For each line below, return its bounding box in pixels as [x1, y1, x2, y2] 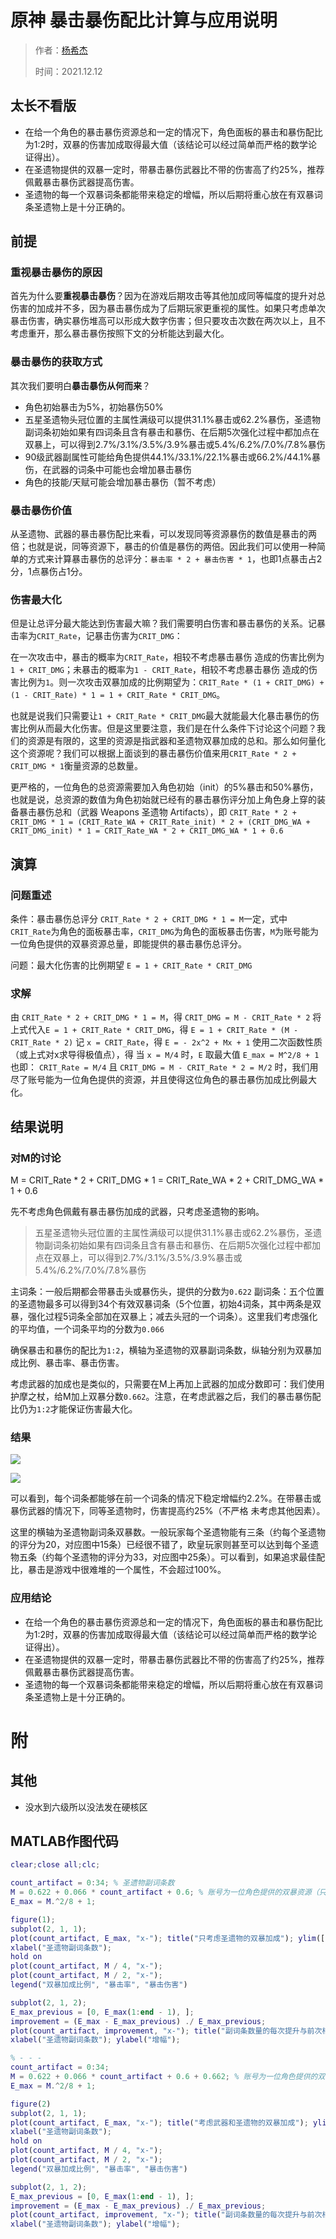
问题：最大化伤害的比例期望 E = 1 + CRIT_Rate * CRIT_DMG [10, 959, 253, 971]
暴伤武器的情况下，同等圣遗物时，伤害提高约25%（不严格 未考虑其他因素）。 [10, 1505, 326, 1517]
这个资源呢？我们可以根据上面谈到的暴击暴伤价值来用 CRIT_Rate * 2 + [10, 747, 297, 760]
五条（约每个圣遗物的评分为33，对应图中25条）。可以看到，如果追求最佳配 [18, 1551, 326, 1563]
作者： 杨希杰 [34, 44, 88, 56]
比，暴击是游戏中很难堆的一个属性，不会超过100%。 [10, 1564, 227, 1576]
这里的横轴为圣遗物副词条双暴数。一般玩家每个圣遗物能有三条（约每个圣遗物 [10, 1526, 326, 1538]
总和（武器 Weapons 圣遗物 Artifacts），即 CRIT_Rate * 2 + [53, 806, 297, 818]
